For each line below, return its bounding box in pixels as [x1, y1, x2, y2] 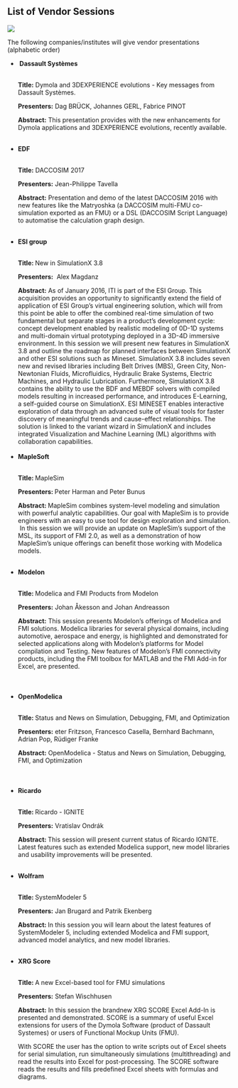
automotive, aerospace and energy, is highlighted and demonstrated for [17, 632, 228, 640]
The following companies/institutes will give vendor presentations [7, 38, 200, 46]
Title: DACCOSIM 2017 [17, 166, 85, 174]
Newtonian [17, 369, 50, 377]
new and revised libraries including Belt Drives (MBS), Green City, [17, 362, 210, 370]
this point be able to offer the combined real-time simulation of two [17, 308, 214, 317]
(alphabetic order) [7, 45, 60, 54]
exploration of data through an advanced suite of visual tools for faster [17, 406, 225, 415]
